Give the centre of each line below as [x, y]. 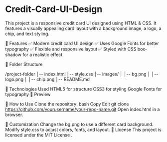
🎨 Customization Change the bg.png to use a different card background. [79, 124]
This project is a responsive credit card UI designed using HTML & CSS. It [81, 23]
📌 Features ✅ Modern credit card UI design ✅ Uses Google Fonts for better [82, 43]
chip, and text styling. [27, 33]
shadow [13, 54]
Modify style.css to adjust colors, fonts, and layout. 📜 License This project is [83, 129]
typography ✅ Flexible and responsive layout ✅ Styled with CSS [71, 49]
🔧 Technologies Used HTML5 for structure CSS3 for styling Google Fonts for [83, 89]
